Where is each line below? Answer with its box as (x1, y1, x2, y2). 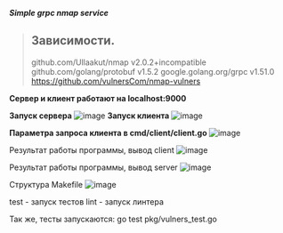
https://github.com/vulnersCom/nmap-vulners (30, 76, 201, 86)
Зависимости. (30, 33, 116, 48)
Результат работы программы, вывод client (9, 144, 175, 155)
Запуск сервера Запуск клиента (9, 110, 170, 121)
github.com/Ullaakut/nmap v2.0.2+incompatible (30, 57, 207, 68)
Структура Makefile (9, 179, 84, 189)
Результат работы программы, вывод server (9, 162, 178, 173)
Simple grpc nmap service (9, 8, 109, 18)
